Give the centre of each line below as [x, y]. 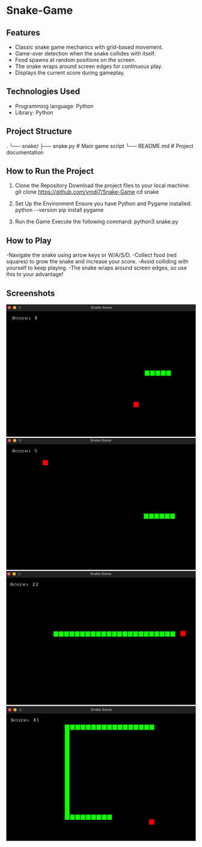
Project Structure [39, 131]
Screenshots [31, 293]
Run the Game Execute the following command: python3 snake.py [96, 222]
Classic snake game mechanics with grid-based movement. [89, 47]
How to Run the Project [50, 171]
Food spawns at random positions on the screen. [75, 60]
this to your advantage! [35, 274]
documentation [25, 152]
